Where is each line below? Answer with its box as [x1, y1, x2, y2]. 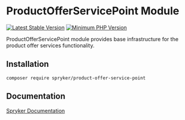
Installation [6, 59, 49, 69]
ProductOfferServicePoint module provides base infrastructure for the [6, 35, 178, 42]
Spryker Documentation [6, 107, 65, 114]
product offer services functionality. [6, 42, 95, 49]
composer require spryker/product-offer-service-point [6, 75, 146, 81]
